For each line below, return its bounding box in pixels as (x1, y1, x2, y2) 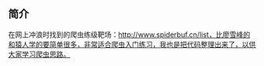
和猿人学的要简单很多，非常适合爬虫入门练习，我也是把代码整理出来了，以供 (8, 39, 256, 49)
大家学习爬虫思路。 (8, 49, 71, 59)
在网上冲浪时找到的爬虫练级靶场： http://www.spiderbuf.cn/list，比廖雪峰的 (8, 30, 251, 39)
